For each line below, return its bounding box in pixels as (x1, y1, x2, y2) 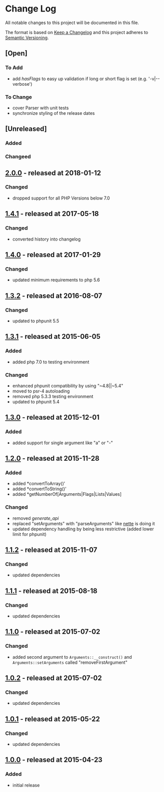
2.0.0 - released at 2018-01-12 (5, 168, 101, 177)
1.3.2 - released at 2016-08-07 (5, 291, 102, 300)
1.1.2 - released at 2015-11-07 (5, 545, 97, 554)
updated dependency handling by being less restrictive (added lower (12, 526, 154, 532)
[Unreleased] (5, 125, 47, 133)
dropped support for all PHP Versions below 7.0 (12, 195, 110, 201)
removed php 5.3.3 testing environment (12, 393, 94, 399)
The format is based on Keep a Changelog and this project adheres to (5, 29, 149, 35)
